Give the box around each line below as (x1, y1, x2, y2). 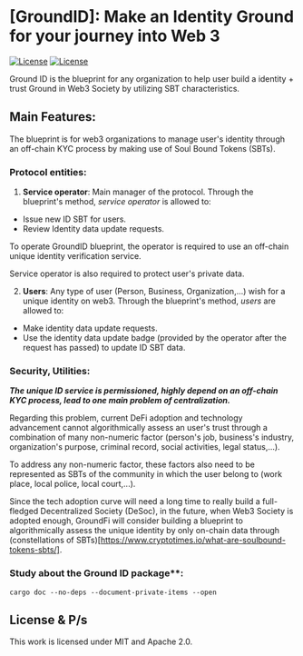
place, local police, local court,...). (9, 479, 136, 490)
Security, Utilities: (9, 364, 91, 377)
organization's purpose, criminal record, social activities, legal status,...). (9, 442, 280, 452)
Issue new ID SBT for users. (22, 214, 127, 224)
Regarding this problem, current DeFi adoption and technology (9, 412, 243, 423)
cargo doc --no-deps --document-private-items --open (9, 588, 218, 597)
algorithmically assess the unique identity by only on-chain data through (9, 525, 279, 536)
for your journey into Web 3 (9, 25, 220, 46)
